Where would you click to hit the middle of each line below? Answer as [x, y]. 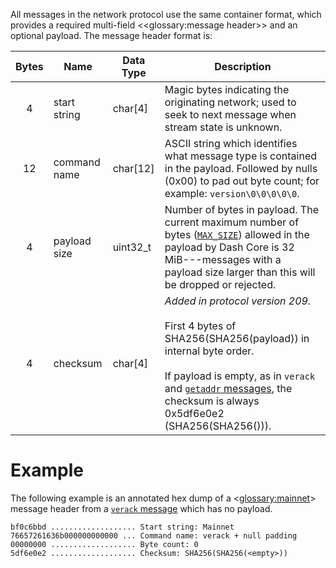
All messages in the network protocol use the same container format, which [166, 14]
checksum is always [212, 401]
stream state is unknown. [223, 127]
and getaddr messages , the [228, 388]
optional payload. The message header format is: [111, 35]
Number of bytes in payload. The [241, 209]
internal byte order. [209, 351]
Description [243, 66]
